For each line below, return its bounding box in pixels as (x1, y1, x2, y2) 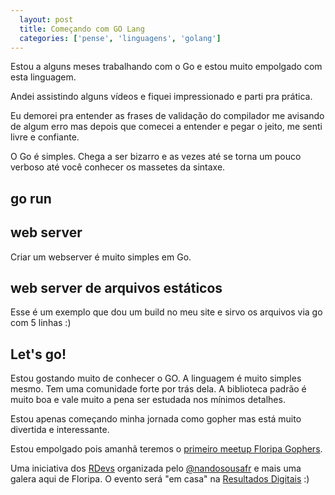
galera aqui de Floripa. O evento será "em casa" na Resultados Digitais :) (10, 473, 310, 485)
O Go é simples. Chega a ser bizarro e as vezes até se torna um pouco (10, 151, 302, 163)
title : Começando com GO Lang (19, 24, 145, 34)
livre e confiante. (10, 131, 80, 143)
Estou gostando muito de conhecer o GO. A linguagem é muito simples (10, 372, 302, 385)
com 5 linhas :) (10, 317, 72, 329)
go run (10, 190, 52, 207)
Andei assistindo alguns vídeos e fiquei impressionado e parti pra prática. (10, 91, 313, 103)
